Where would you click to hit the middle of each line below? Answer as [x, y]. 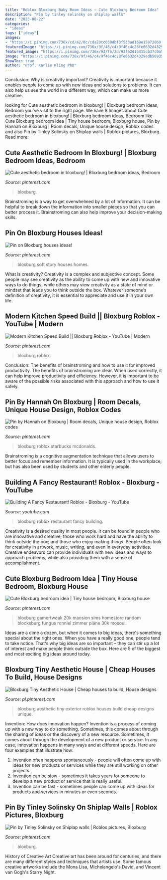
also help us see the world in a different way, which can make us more [77, 90]
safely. [12, 386]
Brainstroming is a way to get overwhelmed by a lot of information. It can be [83, 201]
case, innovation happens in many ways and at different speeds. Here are [81, 745]
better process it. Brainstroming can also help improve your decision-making [83, 212]
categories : [17, 24]
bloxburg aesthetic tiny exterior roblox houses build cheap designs [85, 708]
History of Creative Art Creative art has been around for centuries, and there [83, 856]
